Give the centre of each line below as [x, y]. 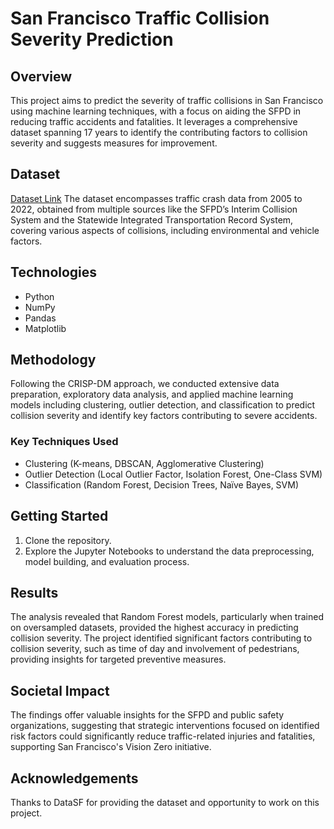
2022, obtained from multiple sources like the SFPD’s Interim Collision [154, 209]
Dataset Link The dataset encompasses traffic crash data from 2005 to [156, 198]
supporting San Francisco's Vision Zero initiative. [111, 747]
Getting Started [59, 516]
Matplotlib [45, 328]
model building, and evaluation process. [107, 561]
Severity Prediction [92, 39]
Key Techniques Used [64, 442]
